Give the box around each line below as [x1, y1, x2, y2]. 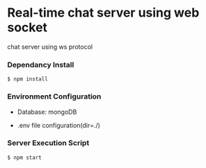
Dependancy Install [7, 60, 74, 69]
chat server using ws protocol [7, 42, 93, 51]
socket [7, 19, 47, 35]
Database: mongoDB [17, 108, 77, 116]
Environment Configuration [7, 92, 102, 101]
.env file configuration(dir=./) [17, 121, 101, 129]
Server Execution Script [7, 138, 90, 148]
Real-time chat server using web [7, 5, 200, 21]
